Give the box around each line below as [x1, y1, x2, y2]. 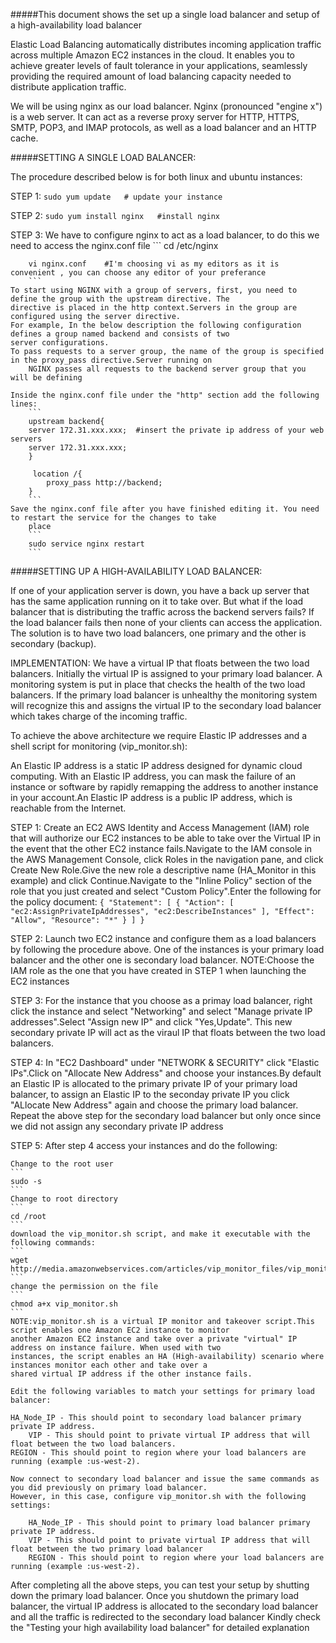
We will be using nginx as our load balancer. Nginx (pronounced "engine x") [10, 100, 323, 112]
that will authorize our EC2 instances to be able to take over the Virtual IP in [10, 832, 321, 844]
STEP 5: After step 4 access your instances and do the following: [10, 1140, 278, 1151]
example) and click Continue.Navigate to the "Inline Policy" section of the [10, 875, 312, 886]
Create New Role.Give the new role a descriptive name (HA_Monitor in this [10, 864, 317, 876]
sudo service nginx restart [28, 539, 145, 549]
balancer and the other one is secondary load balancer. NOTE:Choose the [10, 954, 315, 966]
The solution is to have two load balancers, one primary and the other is [10, 627, 307, 639]
